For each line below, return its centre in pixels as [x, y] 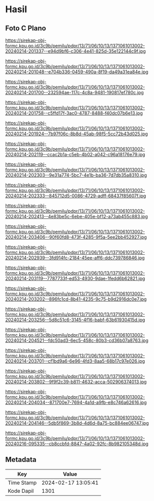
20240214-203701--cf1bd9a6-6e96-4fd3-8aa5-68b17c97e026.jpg [75, 361]
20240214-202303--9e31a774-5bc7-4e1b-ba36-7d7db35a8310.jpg [76, 175]
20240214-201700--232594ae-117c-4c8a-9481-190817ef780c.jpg [74, 92]
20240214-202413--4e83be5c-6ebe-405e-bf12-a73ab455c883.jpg [77, 216]
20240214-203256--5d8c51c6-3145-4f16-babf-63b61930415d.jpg [75, 320]
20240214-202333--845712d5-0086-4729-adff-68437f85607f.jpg [76, 196]
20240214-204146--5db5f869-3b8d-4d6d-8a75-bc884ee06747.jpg [77, 423]
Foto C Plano [26, 28]
